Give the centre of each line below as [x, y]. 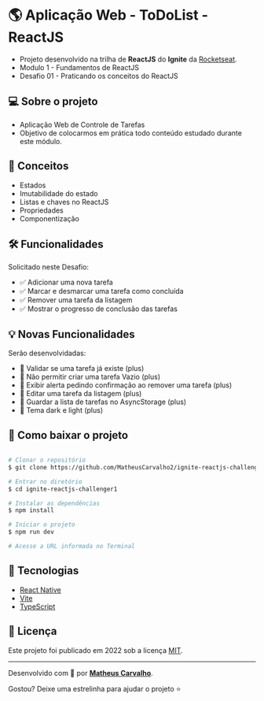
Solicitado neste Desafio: [48, 267]
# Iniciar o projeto [42, 525]
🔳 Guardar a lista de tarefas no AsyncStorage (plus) [103, 402]
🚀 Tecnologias [44, 571]
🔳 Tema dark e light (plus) [61, 410]
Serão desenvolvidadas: [47, 353]
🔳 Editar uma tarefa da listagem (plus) [81, 394]
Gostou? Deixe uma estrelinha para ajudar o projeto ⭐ [95, 688]
